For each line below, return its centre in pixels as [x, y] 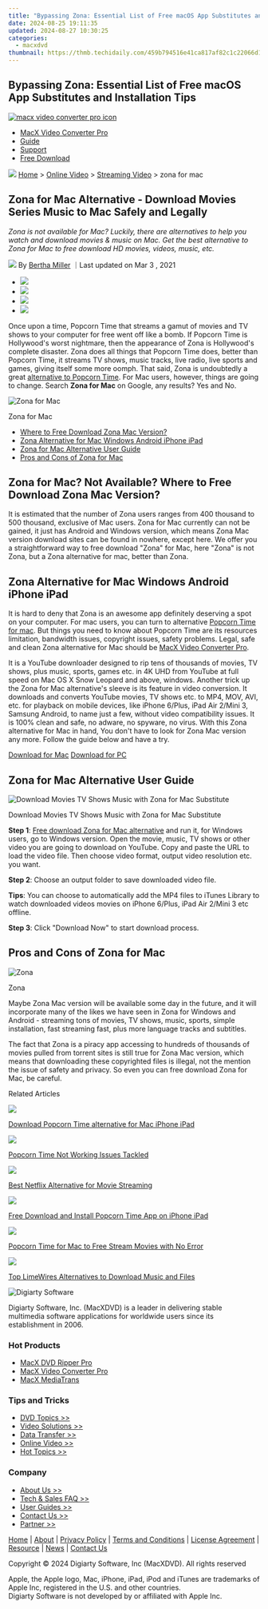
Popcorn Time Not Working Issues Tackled [79, 1154]
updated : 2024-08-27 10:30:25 [59, 30]
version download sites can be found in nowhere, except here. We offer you [133, 540]
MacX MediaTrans [49, 1379]
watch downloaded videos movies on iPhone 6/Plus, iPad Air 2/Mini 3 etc [128, 904]
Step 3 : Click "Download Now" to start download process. [104, 928]
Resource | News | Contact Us [58, 1547]
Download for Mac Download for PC [67, 755]
